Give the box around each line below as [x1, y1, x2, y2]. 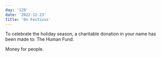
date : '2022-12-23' [5, 12, 47, 17]
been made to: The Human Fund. [5, 36, 75, 42]
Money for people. [5, 46, 44, 52]
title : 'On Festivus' [5, 17, 51, 22]
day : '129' [5, 7, 28, 13]
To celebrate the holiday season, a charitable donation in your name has [5, 31, 156, 37]
